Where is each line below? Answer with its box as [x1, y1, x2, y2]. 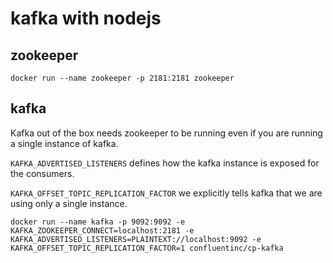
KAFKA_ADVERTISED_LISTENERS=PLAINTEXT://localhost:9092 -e [10, 234, 262, 244]
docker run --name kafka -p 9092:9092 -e [10, 217, 186, 227]
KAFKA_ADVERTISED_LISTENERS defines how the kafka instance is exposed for [10, 157, 320, 169]
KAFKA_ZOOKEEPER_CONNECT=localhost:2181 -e [10, 225, 195, 236]
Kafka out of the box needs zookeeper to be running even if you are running [10, 127, 323, 139]
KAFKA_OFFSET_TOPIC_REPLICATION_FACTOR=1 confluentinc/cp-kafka [10, 243, 284, 253]
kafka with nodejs [10, 7, 162, 30]
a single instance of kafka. [10, 137, 119, 149]
